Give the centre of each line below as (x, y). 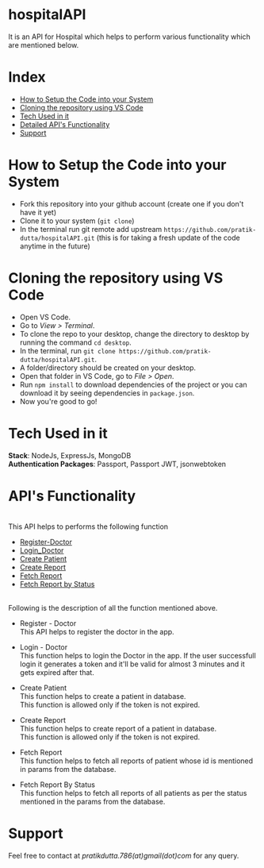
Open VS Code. (45, 317)
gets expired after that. (57, 672)
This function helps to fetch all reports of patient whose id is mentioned (136, 761)
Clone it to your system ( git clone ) (77, 221)
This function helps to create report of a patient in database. (118, 728)
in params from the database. (68, 769)
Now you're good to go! (58, 401)
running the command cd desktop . (76, 342)
